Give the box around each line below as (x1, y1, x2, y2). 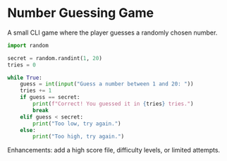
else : (20, 126, 37, 133)
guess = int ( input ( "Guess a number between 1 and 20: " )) (20, 80, 194, 88)
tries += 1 (20, 87, 52, 95)
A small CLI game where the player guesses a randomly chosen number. (7, 28, 218, 37)
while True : (7, 74, 42, 81)
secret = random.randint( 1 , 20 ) (7, 54, 102, 61)
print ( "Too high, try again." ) (32, 133, 125, 141)
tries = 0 (7, 61, 37, 68)
